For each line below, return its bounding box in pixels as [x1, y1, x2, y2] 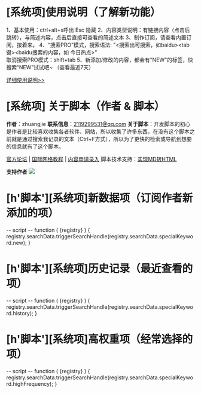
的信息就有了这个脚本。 [6, 143, 64, 150]
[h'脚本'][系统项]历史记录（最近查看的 [6, 262, 193, 275]
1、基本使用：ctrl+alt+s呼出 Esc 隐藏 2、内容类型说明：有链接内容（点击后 [6, 26, 190, 33]
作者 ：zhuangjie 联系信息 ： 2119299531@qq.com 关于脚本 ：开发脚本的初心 [6, 120, 191, 127]
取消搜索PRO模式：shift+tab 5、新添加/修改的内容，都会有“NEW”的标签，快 [6, 56, 193, 63]
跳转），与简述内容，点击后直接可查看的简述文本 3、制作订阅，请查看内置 [6, 33, 187, 41]
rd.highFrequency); [6, 380, 54, 387]
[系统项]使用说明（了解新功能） [6, 5, 162, 19]
